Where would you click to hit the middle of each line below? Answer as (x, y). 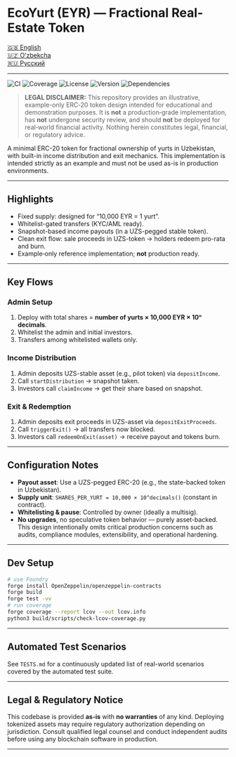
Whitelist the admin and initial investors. (75, 332)
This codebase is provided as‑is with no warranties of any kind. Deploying (116, 717)
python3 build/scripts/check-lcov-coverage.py (77, 618)
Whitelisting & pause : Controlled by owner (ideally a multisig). (108, 512)
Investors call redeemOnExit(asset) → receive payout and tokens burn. (119, 437)
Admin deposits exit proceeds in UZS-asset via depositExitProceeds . (117, 422)
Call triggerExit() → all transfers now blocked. (86, 429)
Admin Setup (30, 302)
